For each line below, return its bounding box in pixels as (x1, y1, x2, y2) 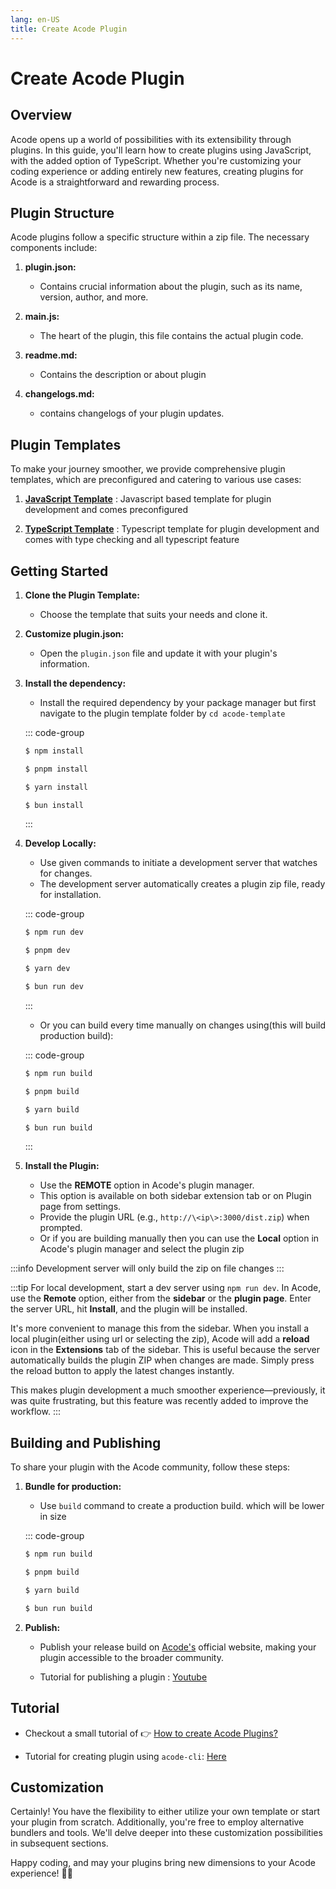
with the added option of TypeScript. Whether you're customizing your (10, 154, 302, 166)
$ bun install (24, 800, 84, 810)
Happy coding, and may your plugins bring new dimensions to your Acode (10, 1857, 316, 1869)
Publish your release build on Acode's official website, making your (39, 1641, 317, 1653)
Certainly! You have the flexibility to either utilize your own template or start (10, 1806, 321, 1818)
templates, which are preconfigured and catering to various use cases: (10, 474, 302, 486)
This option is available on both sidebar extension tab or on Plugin (39, 1190, 312, 1202)
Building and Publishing (10, 1434, 162, 1451)
